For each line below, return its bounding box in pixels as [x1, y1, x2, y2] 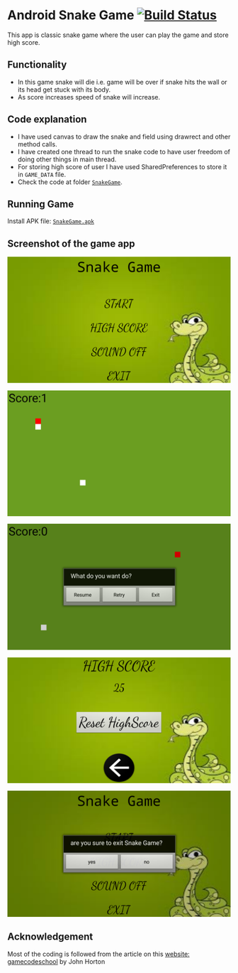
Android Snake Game [7, 7, 135, 23]
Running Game [7, 198, 74, 210]
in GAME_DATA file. [17, 170, 66, 178]
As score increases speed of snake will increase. [17, 92, 161, 101]
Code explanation [7, 114, 87, 126]
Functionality [7, 59, 67, 71]
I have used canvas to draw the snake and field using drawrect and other [17, 132, 231, 141]
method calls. [17, 139, 58, 149]
